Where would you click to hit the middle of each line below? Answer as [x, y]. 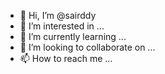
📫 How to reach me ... [66, 58]
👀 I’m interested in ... [62, 26]
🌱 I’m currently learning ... [73, 36]
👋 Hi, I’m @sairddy [58, 15]
